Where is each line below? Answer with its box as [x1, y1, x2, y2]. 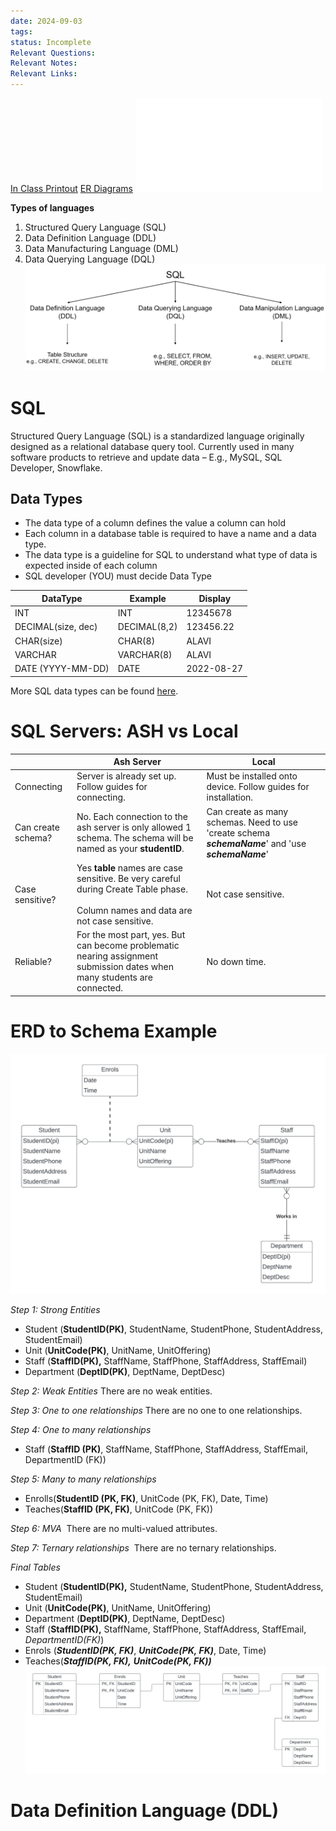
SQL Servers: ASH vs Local [10, 720, 239, 742]
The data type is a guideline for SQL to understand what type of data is [24, 549, 318, 561]
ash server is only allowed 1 [76, 821, 192, 834]
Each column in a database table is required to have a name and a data [24, 528, 317, 540]
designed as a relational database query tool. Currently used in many [10, 440, 295, 452]
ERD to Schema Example [10, 1020, 218, 1042]
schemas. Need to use [206, 816, 298, 828]
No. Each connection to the [76, 811, 188, 823]
